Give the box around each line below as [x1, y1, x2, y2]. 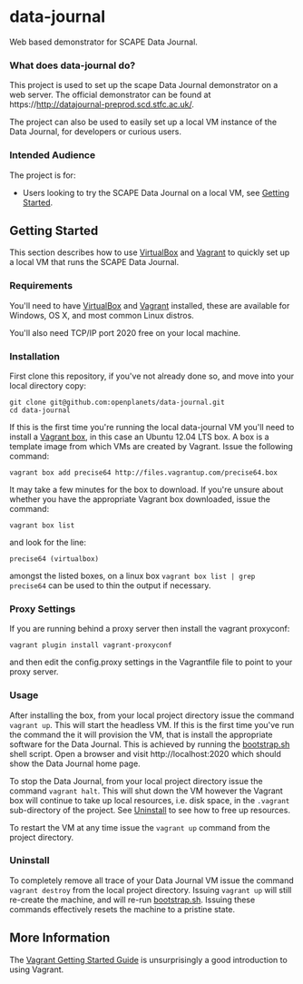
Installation [9, 349, 61, 362]
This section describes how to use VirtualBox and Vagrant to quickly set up [9, 247, 290, 258]
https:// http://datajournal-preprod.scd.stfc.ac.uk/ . [9, 99, 195, 110]
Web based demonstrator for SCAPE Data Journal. [9, 36, 198, 47]
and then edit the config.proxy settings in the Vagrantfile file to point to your [9, 656, 293, 668]
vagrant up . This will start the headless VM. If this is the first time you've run [9, 719, 295, 730]
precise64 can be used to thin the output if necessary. [9, 579, 211, 591]
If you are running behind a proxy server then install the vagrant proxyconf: [9, 624, 290, 635]
